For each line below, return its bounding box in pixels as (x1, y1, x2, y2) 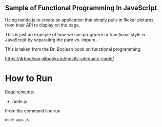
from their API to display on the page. (5, 22, 81, 28)
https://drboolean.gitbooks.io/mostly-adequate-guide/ (5, 56, 114, 62)
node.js (12, 98, 28, 104)
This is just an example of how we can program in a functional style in (5, 31, 145, 37)
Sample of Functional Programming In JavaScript (5, 4, 157, 12)
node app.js (5, 117, 29, 122)
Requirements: (5, 89, 34, 95)
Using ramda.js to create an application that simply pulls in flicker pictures (5, 17, 154, 22)
